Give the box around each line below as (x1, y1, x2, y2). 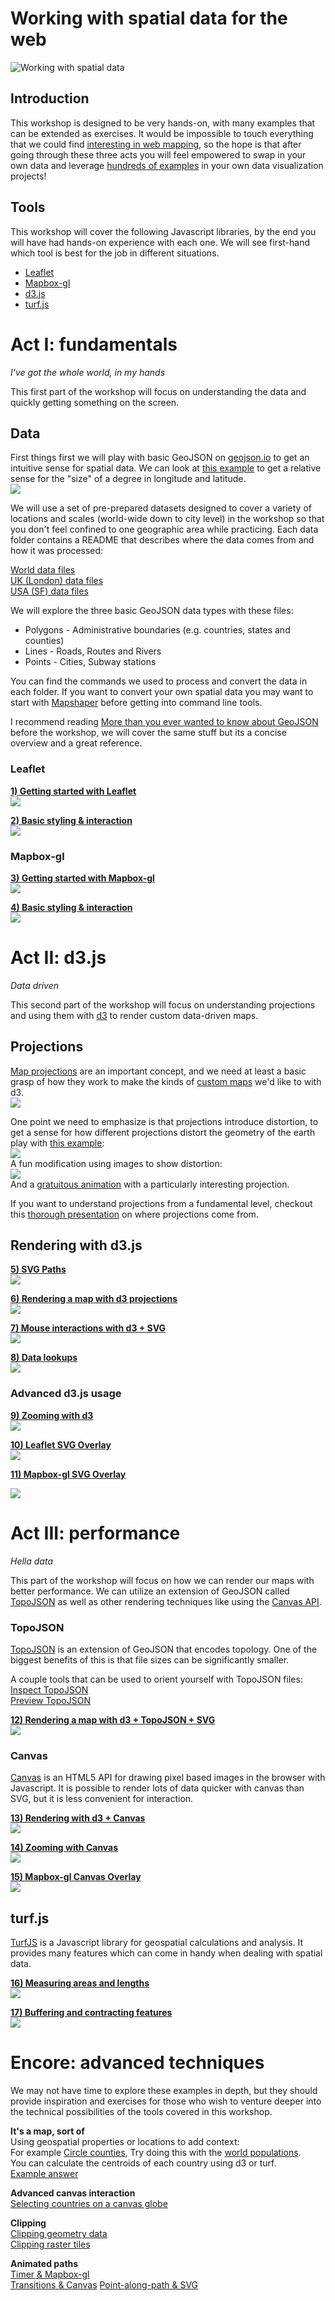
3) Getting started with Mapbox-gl (10, 872, 155, 884)
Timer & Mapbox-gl (10, 2268, 90, 2281)
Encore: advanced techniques (10, 2052, 265, 2074)
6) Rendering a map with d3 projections (10, 1293, 178, 1305)
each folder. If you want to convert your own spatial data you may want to (10, 686, 314, 698)
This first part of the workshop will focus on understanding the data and (10, 385, 307, 397)
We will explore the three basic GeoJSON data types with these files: (10, 605, 294, 617)
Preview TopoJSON (10, 1695, 91, 1706)
